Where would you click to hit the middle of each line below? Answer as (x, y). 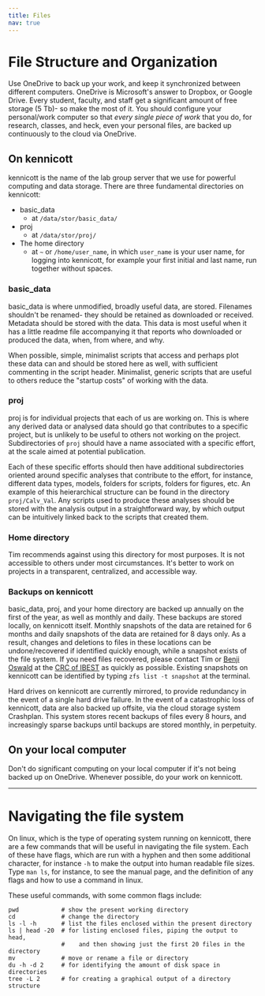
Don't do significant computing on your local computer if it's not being (122, 769)
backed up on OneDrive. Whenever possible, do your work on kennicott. (125, 777)
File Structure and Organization (113, 62)
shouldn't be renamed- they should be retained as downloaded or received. (131, 315)
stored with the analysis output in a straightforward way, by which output (127, 508)
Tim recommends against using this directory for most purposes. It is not (127, 555)
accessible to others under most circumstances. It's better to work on (121, 563)
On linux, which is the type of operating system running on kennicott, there (130, 838)
